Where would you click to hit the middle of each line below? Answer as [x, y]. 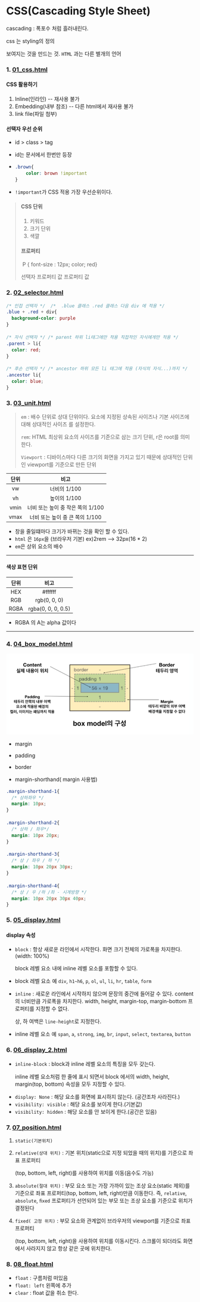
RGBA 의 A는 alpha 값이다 [45, 623]
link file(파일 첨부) [36, 114]
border [23, 767]
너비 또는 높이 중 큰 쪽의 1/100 [65, 517]
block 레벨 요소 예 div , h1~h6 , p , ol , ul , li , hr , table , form [83, 981]
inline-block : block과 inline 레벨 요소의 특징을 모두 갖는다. [85, 1064]
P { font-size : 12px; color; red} [60, 265]
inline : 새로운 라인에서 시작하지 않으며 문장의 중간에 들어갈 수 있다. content [104, 994]
